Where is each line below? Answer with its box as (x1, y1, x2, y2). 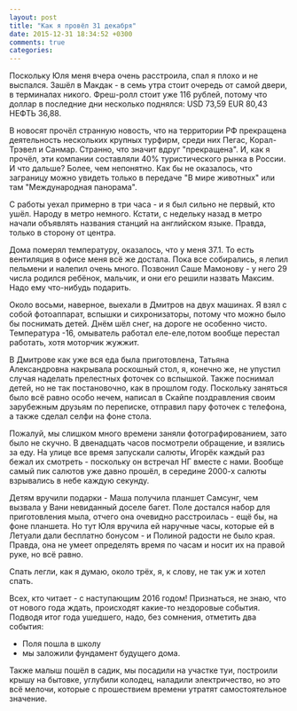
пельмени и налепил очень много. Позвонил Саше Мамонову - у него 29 (9, 264, 288, 274)
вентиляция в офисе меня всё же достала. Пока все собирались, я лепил (9, 254, 289, 265)
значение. (9, 693, 47, 704)
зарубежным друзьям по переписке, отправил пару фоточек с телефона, (9, 401, 287, 413)
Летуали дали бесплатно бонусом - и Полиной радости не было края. (9, 530, 276, 541)
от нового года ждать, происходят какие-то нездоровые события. (9, 603, 261, 613)
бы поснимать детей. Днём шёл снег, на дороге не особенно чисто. (9, 319, 268, 329)
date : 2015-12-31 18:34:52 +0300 (9, 29, 133, 38)
